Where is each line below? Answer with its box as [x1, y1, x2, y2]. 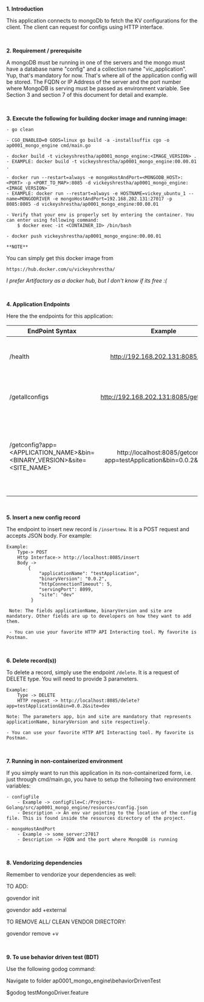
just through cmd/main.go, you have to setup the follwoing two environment [6, 776, 196, 783]
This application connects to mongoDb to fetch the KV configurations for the [6, 17, 198, 24]
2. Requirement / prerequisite [6, 47, 82, 54]
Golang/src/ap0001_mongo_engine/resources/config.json [6, 805, 148, 811]
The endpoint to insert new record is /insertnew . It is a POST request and [6, 526, 189, 532]
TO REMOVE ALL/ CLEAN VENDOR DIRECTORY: [6, 918, 126, 925]
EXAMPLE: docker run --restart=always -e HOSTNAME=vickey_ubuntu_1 [12, 191, 186, 197]
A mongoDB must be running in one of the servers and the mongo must [6, 59, 185, 66]
